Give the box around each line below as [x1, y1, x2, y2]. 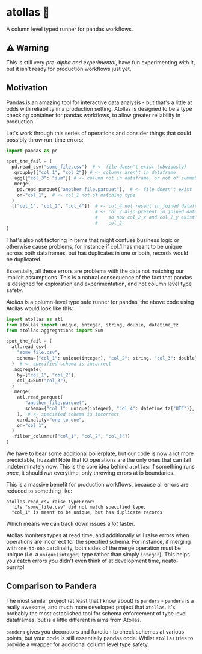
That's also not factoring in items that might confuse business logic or [6, 236, 179, 243]
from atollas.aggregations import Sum [6, 328, 103, 334]
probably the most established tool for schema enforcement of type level [6, 609, 187, 617]
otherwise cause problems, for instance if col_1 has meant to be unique [6, 243, 182, 250]
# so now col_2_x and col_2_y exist [95, 214, 195, 220]
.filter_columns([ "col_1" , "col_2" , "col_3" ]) [11, 434, 130, 440]
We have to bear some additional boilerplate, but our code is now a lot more [6, 450, 194, 457]
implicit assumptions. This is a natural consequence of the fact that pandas [6, 273, 192, 281]
